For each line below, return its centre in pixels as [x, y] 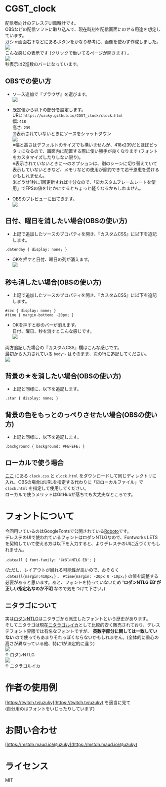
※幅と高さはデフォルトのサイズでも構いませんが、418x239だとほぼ [81, 145]
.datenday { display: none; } [36, 249]
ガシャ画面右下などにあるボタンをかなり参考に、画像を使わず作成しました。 [83, 41]
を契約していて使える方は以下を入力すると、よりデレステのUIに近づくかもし [83, 543]
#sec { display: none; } [31, 311]
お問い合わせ [31, 730]
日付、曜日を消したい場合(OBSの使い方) [66, 221]
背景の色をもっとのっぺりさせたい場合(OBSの [75, 415]
